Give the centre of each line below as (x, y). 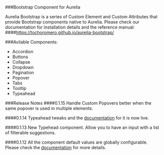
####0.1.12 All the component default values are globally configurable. (76, 142)
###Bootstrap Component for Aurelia (43, 7)
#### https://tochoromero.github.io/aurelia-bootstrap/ (60, 32)
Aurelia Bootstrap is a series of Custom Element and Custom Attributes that (81, 17)
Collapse (21, 62)
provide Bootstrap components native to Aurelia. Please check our (72, 22)
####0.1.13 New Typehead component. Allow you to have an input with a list (82, 127)
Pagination (23, 73)
